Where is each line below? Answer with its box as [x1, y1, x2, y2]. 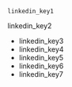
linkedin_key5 [18, 53, 64, 62]
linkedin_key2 [7, 21, 52, 31]
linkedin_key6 [18, 61, 64, 71]
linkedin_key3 [18, 36, 64, 45]
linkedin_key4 [18, 45, 64, 54]
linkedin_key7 [18, 70, 64, 78]
